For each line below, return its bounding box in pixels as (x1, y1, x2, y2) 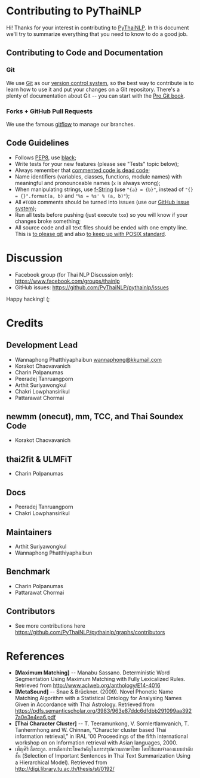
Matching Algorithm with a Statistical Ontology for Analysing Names (14, 695, 182, 702)
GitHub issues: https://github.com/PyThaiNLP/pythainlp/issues (14, 283, 169, 291)
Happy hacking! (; (6, 295, 50, 302)
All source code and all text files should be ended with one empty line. (14, 223, 188, 231)
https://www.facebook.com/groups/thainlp (14, 277, 121, 284)
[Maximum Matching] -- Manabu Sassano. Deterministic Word (14, 669, 170, 676)
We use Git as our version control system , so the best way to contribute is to (6, 79, 194, 86)
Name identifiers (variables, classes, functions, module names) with (14, 172, 182, 180)
